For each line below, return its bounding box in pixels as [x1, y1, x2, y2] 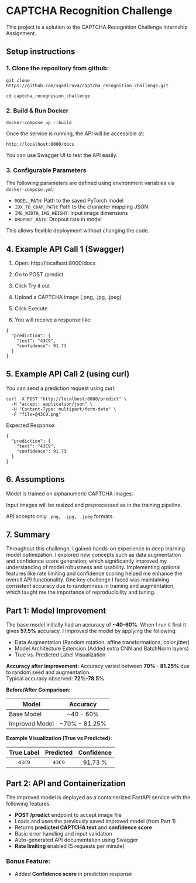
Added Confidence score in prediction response [14, 871, 132, 878]
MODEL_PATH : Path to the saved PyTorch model [14, 197, 124, 204]
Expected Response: [6, 422, 56, 429]
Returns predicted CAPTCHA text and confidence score [14, 824, 152, 831]
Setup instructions [6, 47, 75, 57]
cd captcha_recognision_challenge [6, 93, 91, 99]
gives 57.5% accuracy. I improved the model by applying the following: [6, 628, 177, 635]
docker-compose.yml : [6, 186, 55, 193]
